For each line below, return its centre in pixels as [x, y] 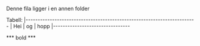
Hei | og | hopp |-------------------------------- [71, 26]
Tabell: [14, 20]
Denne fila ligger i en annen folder [48, 9]
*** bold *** [21, 37]
